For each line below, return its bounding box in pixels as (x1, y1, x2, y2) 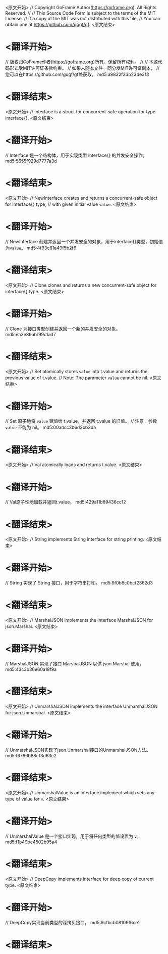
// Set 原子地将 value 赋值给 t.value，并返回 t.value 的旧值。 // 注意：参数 (5, 418, 157, 424)
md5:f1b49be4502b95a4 (5, 839, 58, 845)
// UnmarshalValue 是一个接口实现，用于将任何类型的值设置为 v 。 (5, 833, 141, 839)
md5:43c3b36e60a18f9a (5, 666, 57, 672)
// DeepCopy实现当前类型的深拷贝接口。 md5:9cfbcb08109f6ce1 (5, 919, 140, 925)
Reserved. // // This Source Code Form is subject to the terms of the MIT (5, 10, 156, 16)
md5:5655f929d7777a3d (5, 158, 57, 164)
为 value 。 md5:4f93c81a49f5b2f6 (5, 245, 77, 251)
